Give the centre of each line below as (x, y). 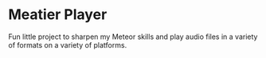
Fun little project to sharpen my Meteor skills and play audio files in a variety (133, 37)
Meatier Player (58, 15)
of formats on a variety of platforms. (68, 44)
